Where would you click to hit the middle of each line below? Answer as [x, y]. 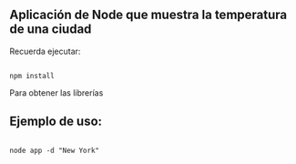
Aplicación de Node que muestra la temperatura [148, 15]
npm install [32, 76]
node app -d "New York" [55, 150]
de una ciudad [51, 30]
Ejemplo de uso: [56, 122]
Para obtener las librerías [56, 92]
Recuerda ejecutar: [45, 51]
